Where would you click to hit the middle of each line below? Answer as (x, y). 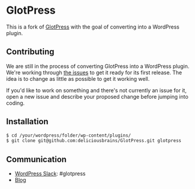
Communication (36, 159)
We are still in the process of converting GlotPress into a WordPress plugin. (98, 66)
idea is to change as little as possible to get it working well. (78, 78)
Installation (27, 122)
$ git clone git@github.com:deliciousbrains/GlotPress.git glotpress (94, 141)
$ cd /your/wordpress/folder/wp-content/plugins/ (69, 135)
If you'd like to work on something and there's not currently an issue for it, (96, 90)
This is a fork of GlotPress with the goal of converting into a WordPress (93, 27)
